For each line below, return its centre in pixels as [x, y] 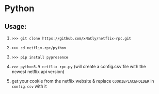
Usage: [16, 27]
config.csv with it [29, 86]
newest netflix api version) [38, 72]
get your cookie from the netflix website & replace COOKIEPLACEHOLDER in [83, 81]
